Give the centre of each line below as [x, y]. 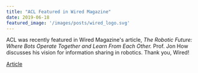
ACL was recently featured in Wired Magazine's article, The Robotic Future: [99, 40]
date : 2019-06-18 [28, 17]
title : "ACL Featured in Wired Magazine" [59, 12]
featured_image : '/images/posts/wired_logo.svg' [68, 23]
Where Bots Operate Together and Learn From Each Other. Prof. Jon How [97, 46]
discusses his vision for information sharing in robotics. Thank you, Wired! [98, 53]
